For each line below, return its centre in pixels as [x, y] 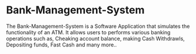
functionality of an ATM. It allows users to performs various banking [88, 32]
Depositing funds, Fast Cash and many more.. [62, 45]
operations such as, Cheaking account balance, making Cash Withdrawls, [96, 38]
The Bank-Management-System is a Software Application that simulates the [98, 26]
